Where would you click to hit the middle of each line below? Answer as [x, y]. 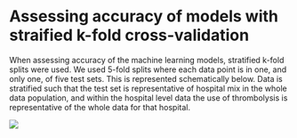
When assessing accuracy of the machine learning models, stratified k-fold [147, 60]
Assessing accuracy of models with [144, 16]
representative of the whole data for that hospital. [100, 107]
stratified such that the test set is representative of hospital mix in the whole [148, 88]
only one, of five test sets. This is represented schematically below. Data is [146, 78]
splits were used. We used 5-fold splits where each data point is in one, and [148, 69]
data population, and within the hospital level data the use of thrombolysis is [148, 97]
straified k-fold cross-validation [129, 35]
